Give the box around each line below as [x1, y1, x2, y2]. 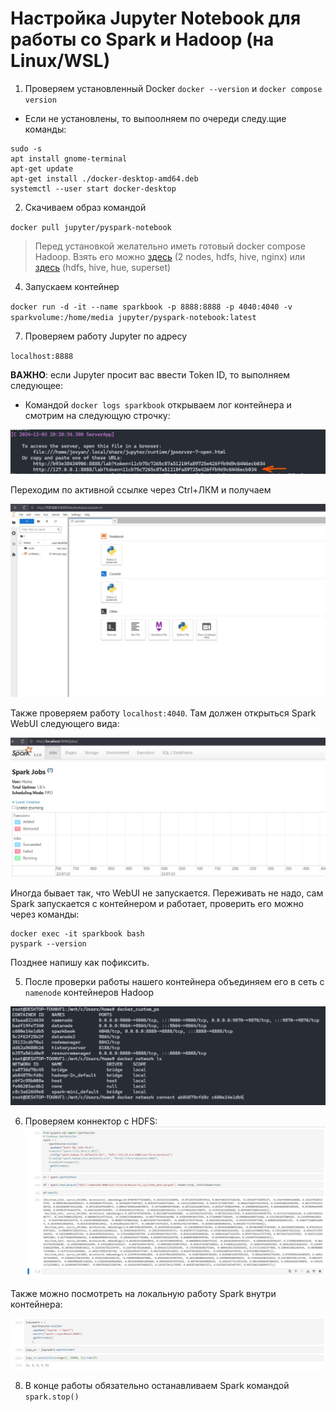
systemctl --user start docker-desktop [10, 183, 177, 194]
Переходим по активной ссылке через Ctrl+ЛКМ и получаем [10, 484, 272, 496]
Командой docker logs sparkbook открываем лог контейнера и [24, 398, 292, 411]
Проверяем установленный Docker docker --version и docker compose [24, 82, 323, 94]
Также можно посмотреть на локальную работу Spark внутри [10, 1287, 277, 1299]
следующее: [10, 379, 64, 391]
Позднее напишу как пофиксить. [10, 956, 150, 968]
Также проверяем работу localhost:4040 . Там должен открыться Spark [10, 707, 317, 719]
